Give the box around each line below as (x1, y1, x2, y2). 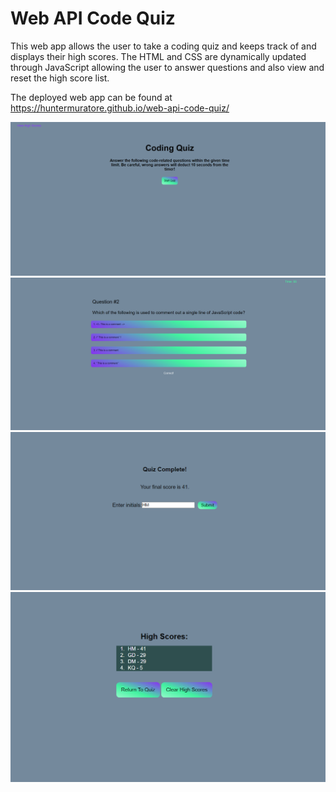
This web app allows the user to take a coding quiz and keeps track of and (10, 40, 317, 52)
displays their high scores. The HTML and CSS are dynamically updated (10, 50, 307, 62)
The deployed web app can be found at (10, 91, 173, 103)
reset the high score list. (10, 72, 110, 84)
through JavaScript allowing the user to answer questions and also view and (10, 61, 325, 73)
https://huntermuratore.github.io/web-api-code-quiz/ (10, 102, 230, 114)
